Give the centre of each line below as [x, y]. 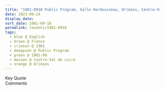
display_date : [20, 19]
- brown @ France [27, 42]
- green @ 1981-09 [28, 55]
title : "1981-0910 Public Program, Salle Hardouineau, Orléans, [72, 10]
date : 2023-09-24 [23, 14]
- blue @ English [27, 37]
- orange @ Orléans [29, 64]
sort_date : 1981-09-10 [28, 23]
